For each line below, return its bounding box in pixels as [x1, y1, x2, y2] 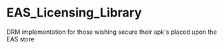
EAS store [6, 35, 35, 43]
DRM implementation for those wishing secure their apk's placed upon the [6, 28, 218, 36]
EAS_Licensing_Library [6, 5, 142, 21]
